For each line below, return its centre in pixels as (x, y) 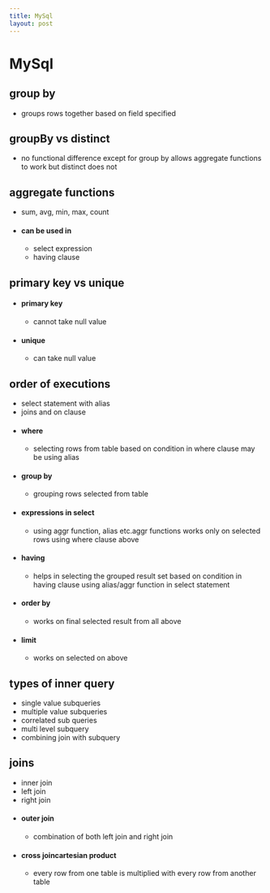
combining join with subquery (71, 737)
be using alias (56, 457)
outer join (38, 818)
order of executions (60, 384)
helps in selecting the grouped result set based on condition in (137, 576)
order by (36, 603)
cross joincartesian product (69, 855)
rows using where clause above (86, 539)
